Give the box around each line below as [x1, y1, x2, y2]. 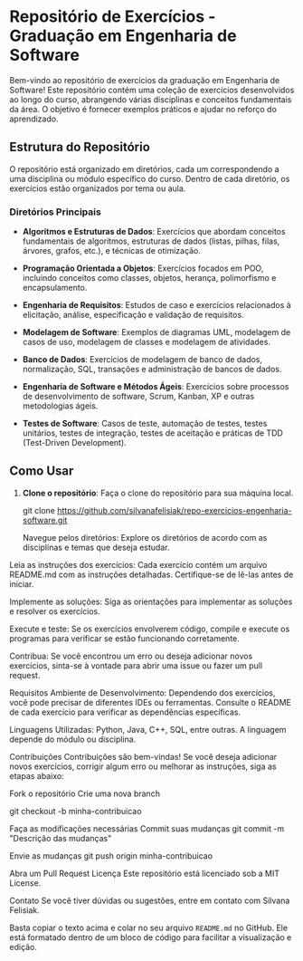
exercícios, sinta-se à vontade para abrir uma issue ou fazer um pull [9, 659, 263, 671]
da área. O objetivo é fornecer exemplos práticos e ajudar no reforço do [9, 103, 278, 114]
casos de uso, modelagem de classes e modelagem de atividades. [22, 337, 271, 348]
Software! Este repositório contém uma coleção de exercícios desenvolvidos [9, 84, 295, 95]
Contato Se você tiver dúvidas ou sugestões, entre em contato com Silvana [9, 895, 290, 906]
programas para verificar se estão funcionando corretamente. [9, 632, 240, 644]
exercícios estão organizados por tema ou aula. [9, 183, 186, 194]
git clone [22, 505, 56, 515]
